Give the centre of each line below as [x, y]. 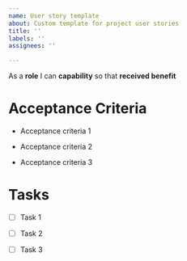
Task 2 [31, 234]
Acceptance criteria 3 [56, 162]
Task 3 [31, 250]
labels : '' [27, 38]
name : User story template [54, 16]
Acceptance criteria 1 [55, 131]
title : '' [25, 31]
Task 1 [31, 217]
